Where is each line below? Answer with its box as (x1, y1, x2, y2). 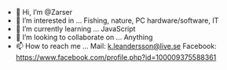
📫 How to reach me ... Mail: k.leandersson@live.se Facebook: (15, 42, 218, 50)
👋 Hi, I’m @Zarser (15, 8, 73, 17)
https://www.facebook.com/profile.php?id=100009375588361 (15, 53, 217, 62)
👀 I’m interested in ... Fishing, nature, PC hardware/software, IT (15, 16, 219, 25)
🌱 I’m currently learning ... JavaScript (15, 24, 136, 33)
